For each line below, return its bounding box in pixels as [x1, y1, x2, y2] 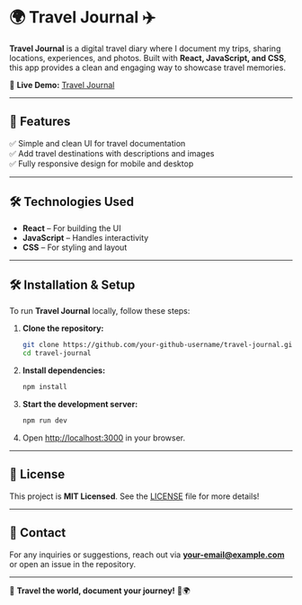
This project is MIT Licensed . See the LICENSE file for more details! [9, 491, 260, 502]
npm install [22, 383, 67, 392]
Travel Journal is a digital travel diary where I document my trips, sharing [9, 42, 281, 54]
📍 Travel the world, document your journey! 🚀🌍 [9, 585, 191, 596]
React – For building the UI [22, 222, 121, 234]
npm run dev [22, 416, 67, 425]
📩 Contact [9, 525, 67, 540]
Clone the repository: [22, 323, 104, 334]
